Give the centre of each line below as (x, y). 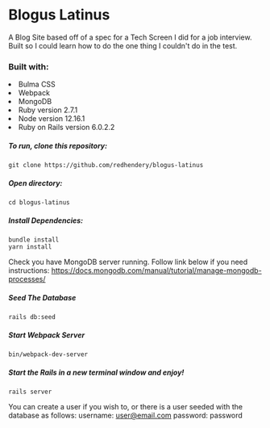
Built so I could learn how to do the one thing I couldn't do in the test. (123, 45)
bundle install (34, 240)
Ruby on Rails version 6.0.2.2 (67, 128)
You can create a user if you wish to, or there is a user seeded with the (126, 407)
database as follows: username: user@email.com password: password (126, 415)
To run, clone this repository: (58, 145)
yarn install (30, 247)
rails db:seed (32, 317)
